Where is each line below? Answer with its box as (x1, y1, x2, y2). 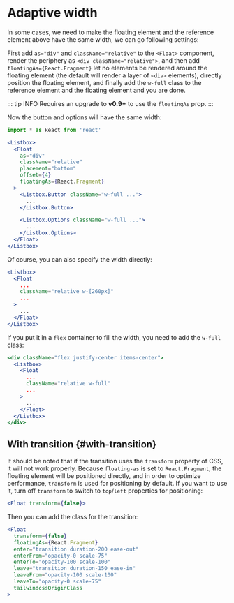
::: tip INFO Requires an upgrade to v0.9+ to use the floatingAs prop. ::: (7, 99, 214, 107)
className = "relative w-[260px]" (20, 288, 114, 295)
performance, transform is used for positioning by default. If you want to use (7, 479, 228, 488)
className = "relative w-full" (25, 380, 111, 387)
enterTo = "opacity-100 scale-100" (13, 558, 111, 566)
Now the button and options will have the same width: (7, 113, 162, 121)
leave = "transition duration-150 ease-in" (13, 565, 136, 572)
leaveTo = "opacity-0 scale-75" (13, 578, 101, 585)
